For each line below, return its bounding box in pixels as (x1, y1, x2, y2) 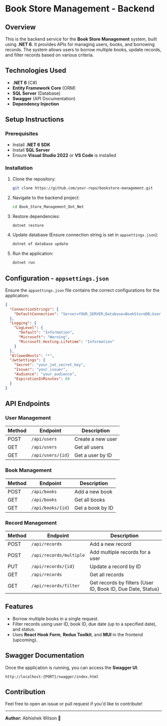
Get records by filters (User (89, 579, 154, 586)
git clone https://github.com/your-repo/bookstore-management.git (12, 185, 153, 190)
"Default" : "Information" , (18, 330, 75, 335)
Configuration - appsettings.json (5, 274, 109, 282)
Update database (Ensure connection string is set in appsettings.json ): (12, 232, 159, 238)
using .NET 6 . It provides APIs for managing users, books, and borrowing (5, 41, 155, 47)
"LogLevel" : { (14, 325, 43, 331)
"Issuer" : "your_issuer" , (14, 367, 68, 372)
